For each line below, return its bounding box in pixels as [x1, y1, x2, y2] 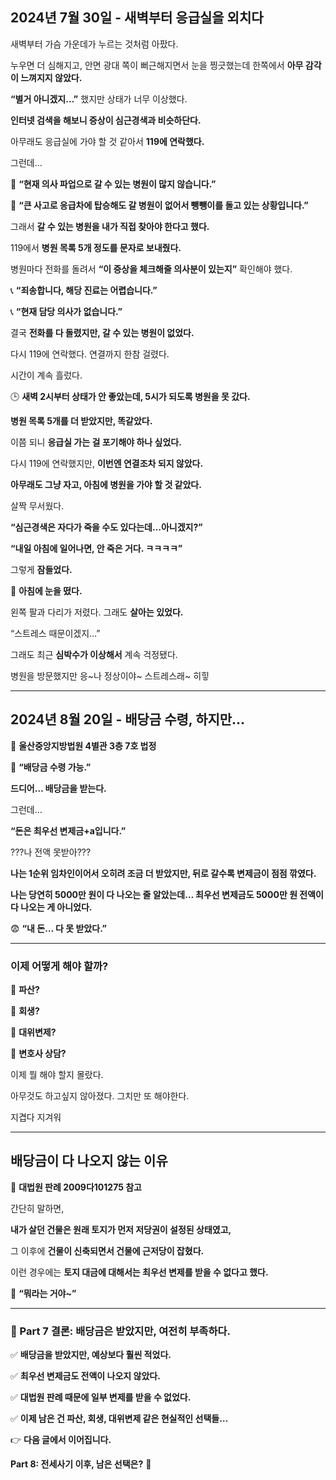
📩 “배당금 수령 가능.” [10, 761, 92, 773]
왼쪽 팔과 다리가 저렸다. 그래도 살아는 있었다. [10, 606, 184, 618]
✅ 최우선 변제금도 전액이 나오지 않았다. [10, 1370, 161, 1382]
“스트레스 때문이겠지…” [10, 627, 101, 639]
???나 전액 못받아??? [10, 846, 92, 858]
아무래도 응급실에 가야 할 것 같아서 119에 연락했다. [10, 135, 205, 147]
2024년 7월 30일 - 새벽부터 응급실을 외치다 [10, 9, 264, 27]
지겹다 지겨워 [10, 1111, 62, 1123]
